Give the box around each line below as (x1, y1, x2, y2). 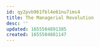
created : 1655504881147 (6, 32, 67, 38)
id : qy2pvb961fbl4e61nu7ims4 (6, 9, 80, 15)
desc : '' (6, 20, 29, 26)
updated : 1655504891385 (6, 26, 67, 32)
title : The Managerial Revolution (6, 15, 95, 21)
